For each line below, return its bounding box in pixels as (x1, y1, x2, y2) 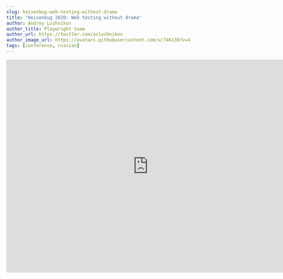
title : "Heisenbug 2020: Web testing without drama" (6, 15, 142, 21)
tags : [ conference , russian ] (6, 43, 80, 49)
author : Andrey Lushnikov (6, 20, 71, 26)
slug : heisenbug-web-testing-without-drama (6, 8, 118, 15)
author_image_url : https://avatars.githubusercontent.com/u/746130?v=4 (6, 37, 190, 43)
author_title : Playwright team (6, 25, 85, 32)
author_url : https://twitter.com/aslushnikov (6, 31, 123, 38)
